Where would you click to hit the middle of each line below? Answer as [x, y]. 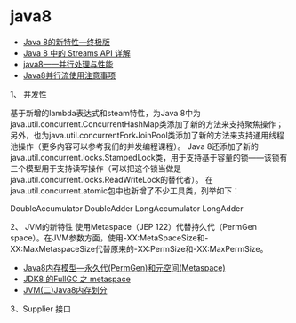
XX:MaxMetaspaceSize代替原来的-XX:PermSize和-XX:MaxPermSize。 [139, 248]
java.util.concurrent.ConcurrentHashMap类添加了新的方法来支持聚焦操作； [147, 124]
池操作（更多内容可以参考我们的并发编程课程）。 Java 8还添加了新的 [134, 146]
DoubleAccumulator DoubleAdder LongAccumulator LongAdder [127, 208]
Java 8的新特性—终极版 [66, 42]
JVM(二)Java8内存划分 [65, 289]
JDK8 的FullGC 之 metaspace [77, 279]
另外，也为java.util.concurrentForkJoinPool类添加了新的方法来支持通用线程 [148, 135]
